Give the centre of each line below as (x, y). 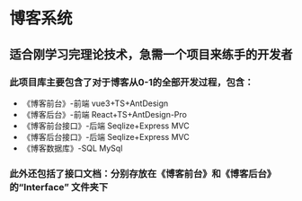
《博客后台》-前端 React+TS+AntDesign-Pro (104, 114)
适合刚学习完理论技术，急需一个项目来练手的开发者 (151, 54)
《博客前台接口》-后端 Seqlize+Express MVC (106, 126)
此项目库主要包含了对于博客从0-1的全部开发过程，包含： (132, 82)
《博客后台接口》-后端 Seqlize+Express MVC (106, 136)
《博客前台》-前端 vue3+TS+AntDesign (95, 103)
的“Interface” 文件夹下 (59, 187)
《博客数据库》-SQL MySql (72, 148)
